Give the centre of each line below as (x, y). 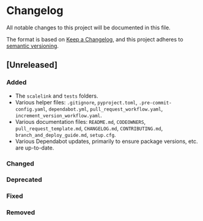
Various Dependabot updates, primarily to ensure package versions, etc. (106, 141)
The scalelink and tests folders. (57, 96)
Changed (20, 164)
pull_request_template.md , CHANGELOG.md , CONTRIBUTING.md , (89, 128)
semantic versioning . (33, 46)
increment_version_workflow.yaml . (58, 115)
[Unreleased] (32, 65)
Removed (21, 212)
